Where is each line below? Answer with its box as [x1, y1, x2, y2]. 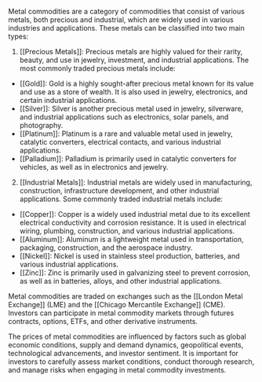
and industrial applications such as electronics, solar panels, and [19, 112, 229, 121]
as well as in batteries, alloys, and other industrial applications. [19, 277, 222, 285]
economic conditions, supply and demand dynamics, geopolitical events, [8, 340, 244, 349]
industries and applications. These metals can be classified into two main [8, 24, 245, 32]
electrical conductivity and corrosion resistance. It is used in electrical [19, 218, 246, 227]
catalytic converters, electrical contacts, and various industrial [19, 138, 221, 146]
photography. [19, 121, 64, 130]
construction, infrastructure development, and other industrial [19, 186, 220, 195]
